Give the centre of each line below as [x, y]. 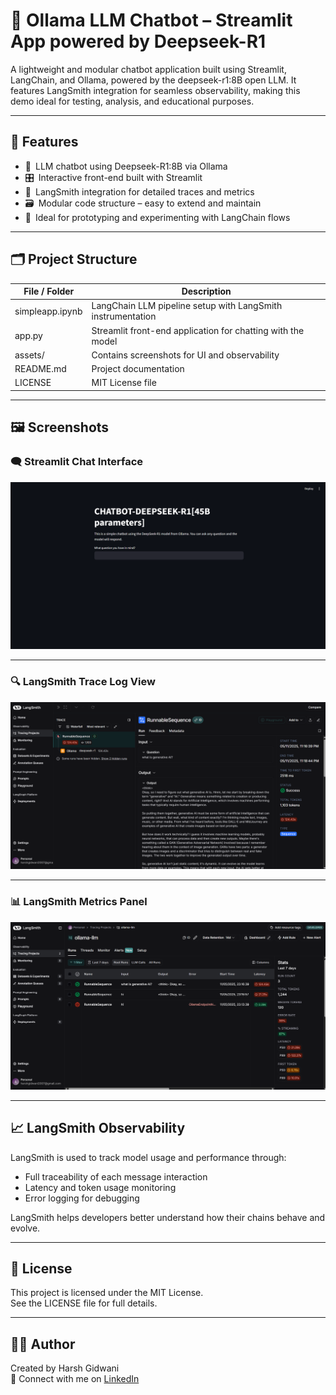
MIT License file [124, 383]
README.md [40, 369]
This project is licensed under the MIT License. [107, 1293]
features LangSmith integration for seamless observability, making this [155, 90]
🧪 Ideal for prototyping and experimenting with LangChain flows [157, 217]
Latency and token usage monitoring [100, 1187]
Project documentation [138, 369]
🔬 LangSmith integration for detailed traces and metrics [139, 191]
